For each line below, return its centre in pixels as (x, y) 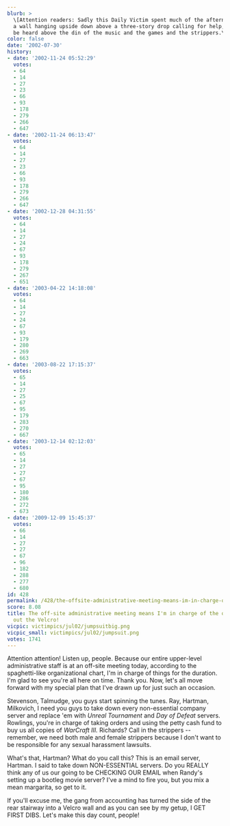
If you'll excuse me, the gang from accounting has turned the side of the (109, 801)
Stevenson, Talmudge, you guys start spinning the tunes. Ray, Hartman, (108, 701)
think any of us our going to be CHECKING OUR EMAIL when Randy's (105, 772)
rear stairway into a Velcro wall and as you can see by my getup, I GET (106, 808)
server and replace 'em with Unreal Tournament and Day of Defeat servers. (114, 715)
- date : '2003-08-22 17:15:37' (52, 365)
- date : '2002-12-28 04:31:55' (52, 211)
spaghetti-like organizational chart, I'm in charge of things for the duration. (112, 673)
